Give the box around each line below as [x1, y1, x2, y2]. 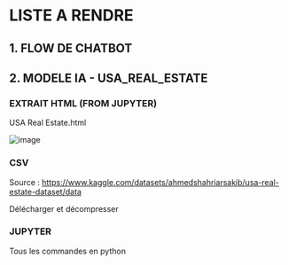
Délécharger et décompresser [9, 203, 120, 214]
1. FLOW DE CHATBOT [9, 41, 133, 56]
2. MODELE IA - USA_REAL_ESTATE [9, 70, 208, 85]
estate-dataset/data [9, 186, 82, 197]
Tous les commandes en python [9, 246, 127, 256]
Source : [9, 176, 40, 187]
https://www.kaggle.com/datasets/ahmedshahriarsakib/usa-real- [41, 176, 279, 187]
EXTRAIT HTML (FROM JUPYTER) [9, 97, 158, 109]
